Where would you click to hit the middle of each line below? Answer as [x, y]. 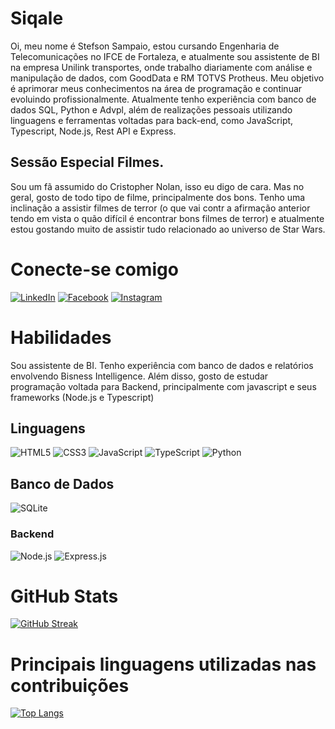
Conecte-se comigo [94, 269]
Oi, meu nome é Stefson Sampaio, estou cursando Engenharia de [145, 46]
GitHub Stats [64, 596]
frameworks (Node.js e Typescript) [82, 397]
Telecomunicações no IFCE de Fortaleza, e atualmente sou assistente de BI [165, 56]
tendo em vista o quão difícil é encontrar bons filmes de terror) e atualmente [167, 218]
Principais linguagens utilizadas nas [163, 664]
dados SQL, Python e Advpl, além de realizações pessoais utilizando [151, 109]
